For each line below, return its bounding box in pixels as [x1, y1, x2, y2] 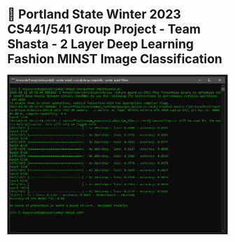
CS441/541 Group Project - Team [7, 21, 201, 37]
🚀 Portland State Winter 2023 [7, 6, 182, 22]
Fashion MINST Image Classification [7, 51, 222, 67]
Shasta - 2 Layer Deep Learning [7, 36, 194, 52]
